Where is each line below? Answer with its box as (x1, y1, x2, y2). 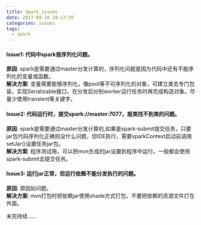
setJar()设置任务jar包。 (6, 140, 64, 147)
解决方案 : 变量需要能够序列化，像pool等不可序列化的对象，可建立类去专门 (6, 80, 190, 87)
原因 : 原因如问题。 (6, 185, 52, 192)
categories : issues (6, 20, 56, 26)
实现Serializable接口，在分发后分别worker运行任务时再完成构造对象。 (16, 88, 190, 95)
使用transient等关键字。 (16, 95, 76, 103)
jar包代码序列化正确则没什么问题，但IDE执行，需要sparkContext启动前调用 (6, 132, 192, 139)
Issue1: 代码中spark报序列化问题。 (6, 51, 94, 58)
